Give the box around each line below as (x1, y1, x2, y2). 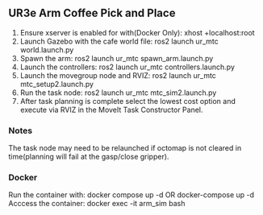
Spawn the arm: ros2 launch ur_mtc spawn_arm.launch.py (19, 53, 214, 63)
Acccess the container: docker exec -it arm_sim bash (8, 199, 186, 209)
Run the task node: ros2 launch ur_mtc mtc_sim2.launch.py (19, 88, 217, 97)
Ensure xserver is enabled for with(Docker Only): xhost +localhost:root (19, 27, 256, 37)
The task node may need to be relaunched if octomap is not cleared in (8, 143, 242, 153)
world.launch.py (19, 44, 74, 55)
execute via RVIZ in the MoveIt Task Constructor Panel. (19, 105, 203, 114)
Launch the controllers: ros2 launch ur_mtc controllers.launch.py (19, 62, 236, 72)
